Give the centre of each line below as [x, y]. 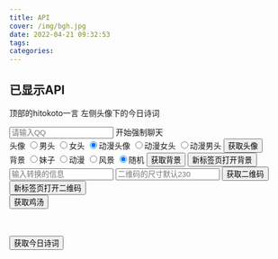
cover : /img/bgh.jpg [48, 26]
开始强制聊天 [139, 132]
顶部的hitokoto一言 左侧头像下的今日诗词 [85, 112]
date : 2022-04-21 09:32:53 [60, 34]
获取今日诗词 [36, 243]
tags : [19, 43]
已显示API [37, 89]
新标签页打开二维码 [48, 188]
